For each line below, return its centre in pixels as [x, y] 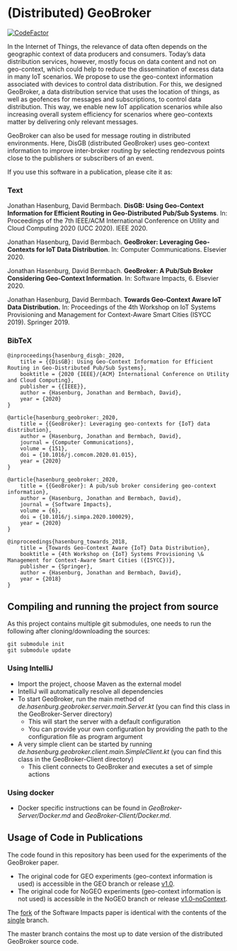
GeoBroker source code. [43, 941]
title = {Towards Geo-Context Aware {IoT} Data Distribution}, [115, 547]
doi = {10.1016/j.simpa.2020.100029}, [77, 517]
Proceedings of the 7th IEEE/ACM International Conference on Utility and [113, 221]
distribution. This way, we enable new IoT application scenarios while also [115, 106]
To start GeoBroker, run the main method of [81, 699]
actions [39, 774]
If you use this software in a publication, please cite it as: [90, 172]
